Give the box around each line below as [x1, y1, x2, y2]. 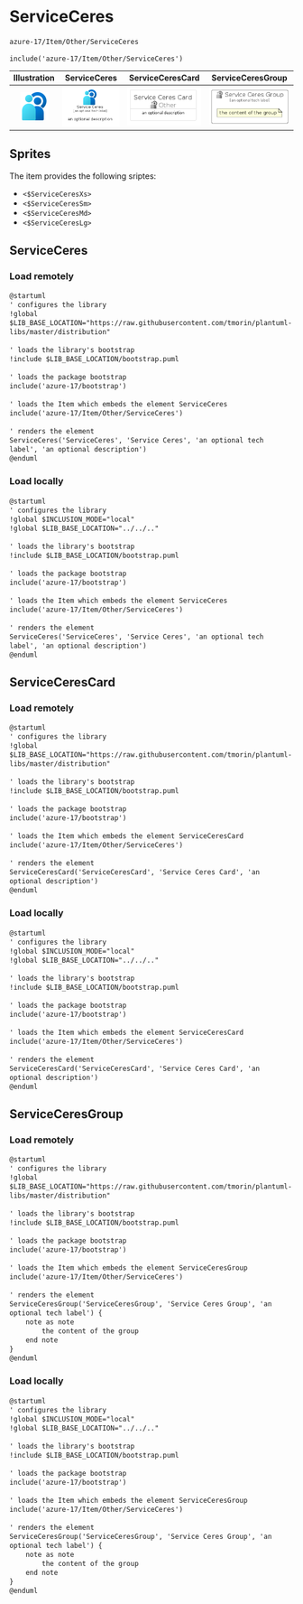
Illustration [13, 72, 56, 83]
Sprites [9, 146, 51, 162]
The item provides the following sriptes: [9, 170, 157, 182]
